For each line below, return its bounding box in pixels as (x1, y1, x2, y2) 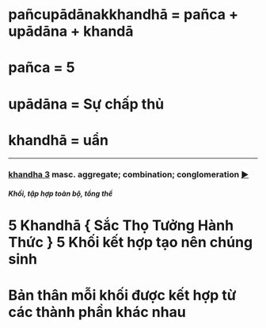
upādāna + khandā (8, 22, 134, 40)
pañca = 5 (8, 59, 75, 77)
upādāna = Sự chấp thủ (8, 95, 165, 113)
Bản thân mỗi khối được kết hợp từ (8, 287, 237, 304)
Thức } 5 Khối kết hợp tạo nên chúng (8, 234, 253, 251)
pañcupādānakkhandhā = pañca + (8, 6, 239, 24)
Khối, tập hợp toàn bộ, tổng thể (8, 189, 113, 199)
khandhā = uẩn (8, 131, 109, 149)
